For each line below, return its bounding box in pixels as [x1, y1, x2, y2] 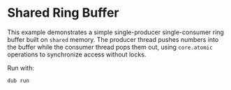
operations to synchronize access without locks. [7, 50, 147, 59]
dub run [7, 77, 30, 84]
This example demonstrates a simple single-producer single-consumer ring [7, 28, 225, 36]
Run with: [7, 63, 35, 72]
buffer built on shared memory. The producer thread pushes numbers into [7, 35, 219, 43]
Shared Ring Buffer [7, 5, 119, 21]
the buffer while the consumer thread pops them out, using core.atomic [7, 43, 213, 51]
